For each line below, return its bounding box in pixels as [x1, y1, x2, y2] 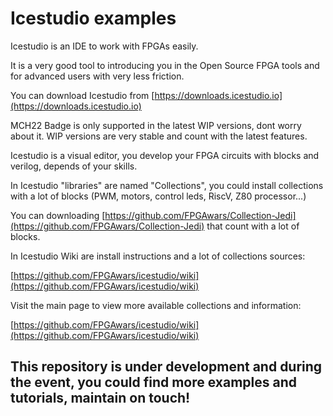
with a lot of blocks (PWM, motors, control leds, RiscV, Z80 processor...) [10, 190, 307, 202]
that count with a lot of [206, 220, 300, 232]
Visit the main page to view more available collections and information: [10, 299, 302, 311]
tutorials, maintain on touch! [10, 390, 191, 407]
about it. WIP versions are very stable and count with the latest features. [10, 130, 308, 142]
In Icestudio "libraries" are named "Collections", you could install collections [10, 179, 324, 191]
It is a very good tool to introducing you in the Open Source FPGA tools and [10, 59, 320, 71]
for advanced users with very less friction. [10, 70, 185, 82]
